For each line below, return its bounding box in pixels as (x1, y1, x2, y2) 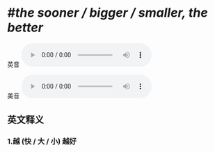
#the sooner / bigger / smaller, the (7, 5, 208, 21)
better (7, 20, 44, 36)
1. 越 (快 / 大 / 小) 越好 (7, 137, 77, 146)
